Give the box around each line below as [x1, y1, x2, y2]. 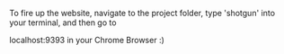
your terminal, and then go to [9, 17, 117, 28]
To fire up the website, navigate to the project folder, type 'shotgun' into [9, 8, 276, 18]
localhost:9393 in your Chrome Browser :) [9, 35, 164, 45]
